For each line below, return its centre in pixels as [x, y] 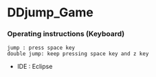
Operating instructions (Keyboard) [66, 34]
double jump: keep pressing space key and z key [78, 54]
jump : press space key [41, 48]
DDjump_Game [51, 13]
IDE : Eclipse [35, 67]
